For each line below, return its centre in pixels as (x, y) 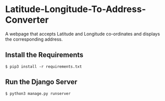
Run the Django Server (41, 82)
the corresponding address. (34, 39)
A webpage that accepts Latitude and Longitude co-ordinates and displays (82, 34)
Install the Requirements (45, 55)
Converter (27, 20)
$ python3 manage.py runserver (38, 93)
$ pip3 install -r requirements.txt (44, 66)
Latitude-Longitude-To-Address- (75, 9)
